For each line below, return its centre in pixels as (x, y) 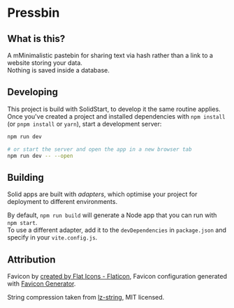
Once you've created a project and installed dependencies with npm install (116, 116)
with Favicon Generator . (42, 284)
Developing (32, 92)
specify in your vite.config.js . (52, 237)
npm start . (22, 223)
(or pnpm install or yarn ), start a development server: (85, 124)
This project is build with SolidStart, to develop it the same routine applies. (114, 109)
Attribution (31, 259)
